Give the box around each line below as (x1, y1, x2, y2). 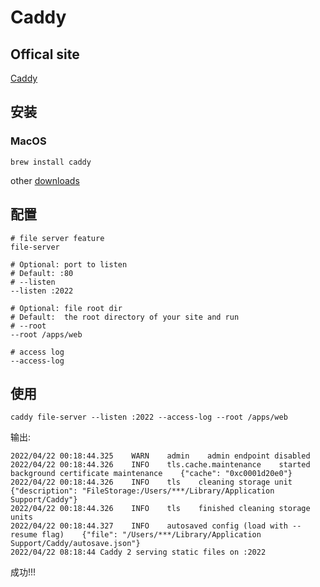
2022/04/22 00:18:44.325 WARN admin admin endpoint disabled (10, 451, 311, 461)
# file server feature (10, 233, 105, 243)
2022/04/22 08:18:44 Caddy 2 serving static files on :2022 (10, 547, 267, 558)
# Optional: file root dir (10, 303, 123, 313)
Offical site (10, 46, 80, 63)
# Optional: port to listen (10, 259, 128, 270)
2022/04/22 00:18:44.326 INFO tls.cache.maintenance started (10, 460, 311, 470)
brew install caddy (10, 157, 92, 167)
